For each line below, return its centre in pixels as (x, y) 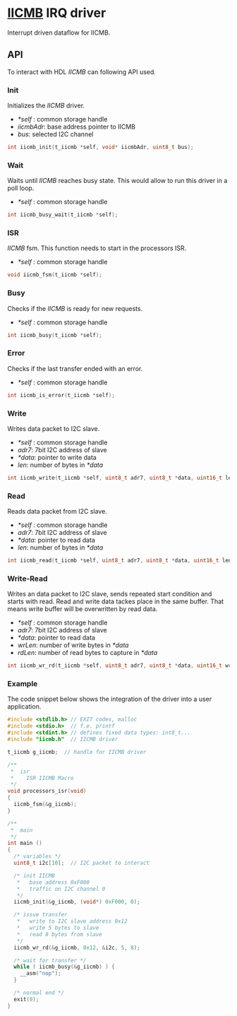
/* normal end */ (39, 993)
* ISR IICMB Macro (42, 778)
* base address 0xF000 (53, 882)
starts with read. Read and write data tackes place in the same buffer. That (116, 601)
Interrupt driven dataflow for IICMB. (59, 33)
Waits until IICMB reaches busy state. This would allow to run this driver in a (117, 181)
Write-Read (28, 579)
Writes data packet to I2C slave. (54, 428)
